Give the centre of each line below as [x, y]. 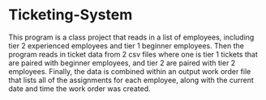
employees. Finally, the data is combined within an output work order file [130, 71]
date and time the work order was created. [80, 88]
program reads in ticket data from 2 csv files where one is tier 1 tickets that [133, 54]
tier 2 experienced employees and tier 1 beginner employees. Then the [127, 45]
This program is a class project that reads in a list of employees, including [131, 37]
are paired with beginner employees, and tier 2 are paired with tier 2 [122, 63]
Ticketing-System [71, 15]
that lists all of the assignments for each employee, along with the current [131, 80]
